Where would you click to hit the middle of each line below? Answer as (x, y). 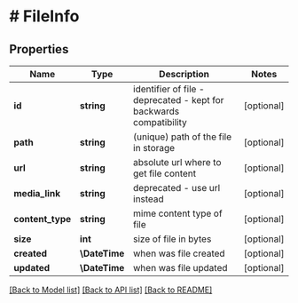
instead (148, 199)
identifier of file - (169, 89)
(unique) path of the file (182, 137)
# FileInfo (44, 16)
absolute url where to (177, 162)
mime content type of (178, 213)
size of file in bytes (172, 239)
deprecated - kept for (178, 100)
